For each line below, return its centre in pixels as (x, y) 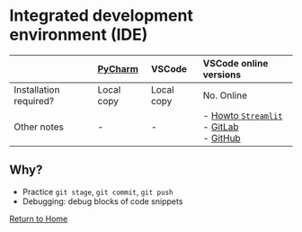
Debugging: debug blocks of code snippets (102, 201)
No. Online (225, 95)
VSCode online (235, 63)
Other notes (39, 127)
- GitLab (221, 127)
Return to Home (39, 219)
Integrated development (101, 16)
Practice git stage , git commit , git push (98, 192)
